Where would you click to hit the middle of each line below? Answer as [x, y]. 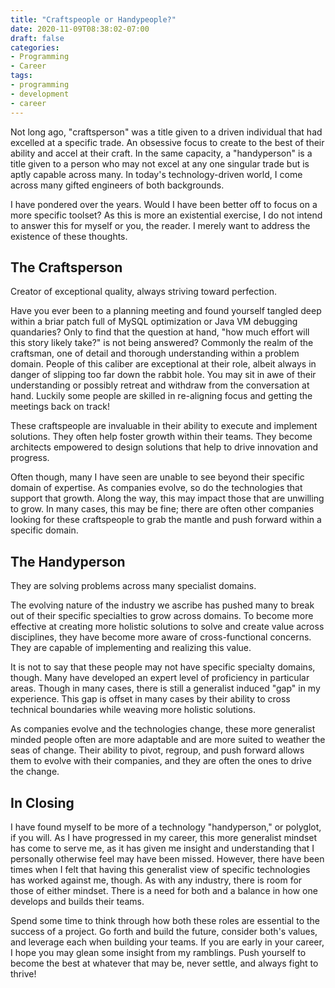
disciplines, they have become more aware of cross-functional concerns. [161, 637]
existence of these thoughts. [69, 236]
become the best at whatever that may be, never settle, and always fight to [164, 963]
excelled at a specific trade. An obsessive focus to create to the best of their [167, 142]
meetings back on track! [60, 407]
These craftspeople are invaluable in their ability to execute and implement [164, 426]
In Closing [42, 802]
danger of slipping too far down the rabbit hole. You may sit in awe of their [163, 375]
